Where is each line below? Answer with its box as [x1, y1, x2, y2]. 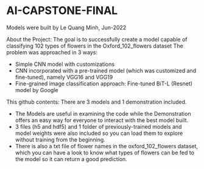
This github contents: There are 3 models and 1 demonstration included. [6, 98, 187, 106]
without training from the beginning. [15, 135, 105, 143]
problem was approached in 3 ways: [6, 48, 97, 56]
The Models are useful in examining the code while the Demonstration [15, 110, 191, 117]
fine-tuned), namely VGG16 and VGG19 [15, 73, 113, 81]
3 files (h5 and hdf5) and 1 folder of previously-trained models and [15, 123, 182, 130]
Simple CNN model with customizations [15, 60, 114, 68]
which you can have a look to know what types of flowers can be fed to [15, 149, 195, 156]
